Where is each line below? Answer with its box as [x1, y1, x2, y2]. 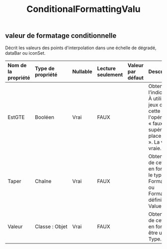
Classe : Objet [34, 223, 68, 230]
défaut [127, 74, 144, 81]
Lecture [97, 65, 116, 72]
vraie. [148, 145, 162, 152]
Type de [34, 65, 55, 72]
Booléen [34, 113, 55, 120]
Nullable [72, 68, 92, 75]
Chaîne [34, 177, 52, 184]
